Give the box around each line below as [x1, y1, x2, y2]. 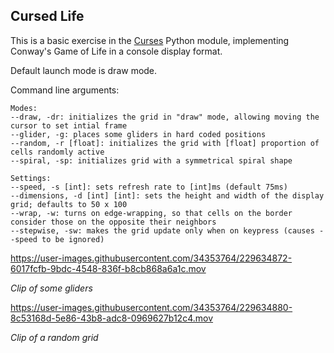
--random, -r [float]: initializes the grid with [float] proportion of [10, 138, 320, 148]
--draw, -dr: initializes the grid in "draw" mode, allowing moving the [10, 112, 320, 122]
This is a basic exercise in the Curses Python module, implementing [10, 34, 290, 46]
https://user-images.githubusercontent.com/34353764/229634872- [10, 252, 293, 264]
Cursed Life [10, 8, 85, 25]
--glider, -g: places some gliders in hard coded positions [10, 129, 267, 139]
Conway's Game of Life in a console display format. [10, 45, 223, 57]
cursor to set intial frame [10, 120, 128, 131]
